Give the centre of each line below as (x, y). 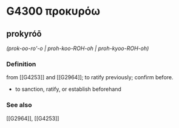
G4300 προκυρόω (53, 11)
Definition (21, 64)
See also (19, 105)
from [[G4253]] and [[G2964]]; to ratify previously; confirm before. (90, 77)
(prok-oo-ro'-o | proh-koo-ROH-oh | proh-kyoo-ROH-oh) (78, 48)
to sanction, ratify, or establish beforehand (68, 89)
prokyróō (24, 34)
